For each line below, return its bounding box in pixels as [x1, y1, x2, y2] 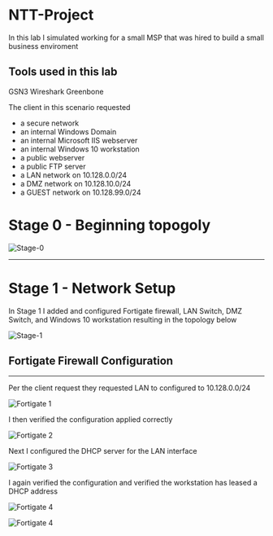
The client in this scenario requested [8, 102, 131, 112]
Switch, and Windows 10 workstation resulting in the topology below [8, 314, 237, 324]
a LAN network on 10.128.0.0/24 [19, 169, 128, 180]
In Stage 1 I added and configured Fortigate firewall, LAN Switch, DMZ [8, 305, 242, 315]
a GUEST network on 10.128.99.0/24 [19, 187, 141, 197]
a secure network [19, 118, 80, 128]
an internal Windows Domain [19, 126, 117, 136]
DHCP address [8, 486, 58, 496]
